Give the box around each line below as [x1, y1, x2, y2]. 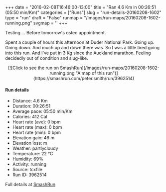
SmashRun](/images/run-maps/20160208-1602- [59, 65, 160, 71]
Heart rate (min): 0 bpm [12, 129, 61, 136]
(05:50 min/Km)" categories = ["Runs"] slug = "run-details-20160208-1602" [5, 9, 162, 15]
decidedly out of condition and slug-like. [5, 55, 88, 61]
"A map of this [75, 70, 105, 76]
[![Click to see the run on [8, 65, 59, 71]
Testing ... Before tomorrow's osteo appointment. [5, 30, 106, 35]
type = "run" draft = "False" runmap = [5, 15, 83, 20]
